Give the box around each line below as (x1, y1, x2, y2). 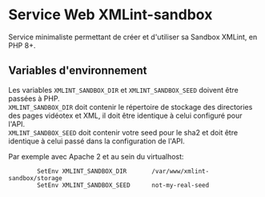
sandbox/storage (8, 174, 62, 182)
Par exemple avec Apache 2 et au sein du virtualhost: (8, 151, 184, 161)
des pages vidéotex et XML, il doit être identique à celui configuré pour (8, 111, 243, 120)
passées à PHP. (8, 94, 60, 103)
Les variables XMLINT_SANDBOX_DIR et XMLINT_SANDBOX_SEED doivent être (8, 85, 239, 94)
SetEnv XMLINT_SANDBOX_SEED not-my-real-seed (37, 181, 210, 189)
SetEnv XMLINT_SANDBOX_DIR (37, 167, 127, 175)
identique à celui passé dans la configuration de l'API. (8, 136, 186, 146)
